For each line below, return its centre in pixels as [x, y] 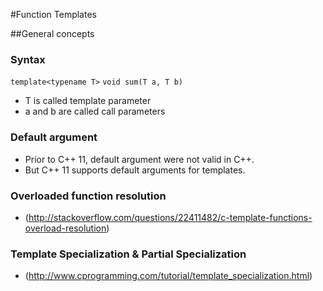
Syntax [28, 59]
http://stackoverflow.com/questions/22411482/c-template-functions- [170, 217]
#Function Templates [53, 14]
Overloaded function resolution [88, 196]
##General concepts [52, 33]
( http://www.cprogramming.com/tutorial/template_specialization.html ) [168, 276]
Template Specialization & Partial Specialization [128, 254]
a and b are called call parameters [95, 111]
